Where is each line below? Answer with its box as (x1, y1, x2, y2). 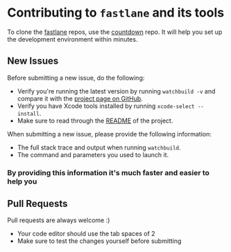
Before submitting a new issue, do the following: (7, 73, 145, 82)
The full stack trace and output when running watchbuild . (17, 143, 182, 152)
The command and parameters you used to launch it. (17, 150, 169, 159)
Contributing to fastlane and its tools (7, 5, 224, 21)
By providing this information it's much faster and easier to (7, 168, 210, 177)
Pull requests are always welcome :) (7, 216, 110, 224)
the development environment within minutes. (7, 35, 138, 43)
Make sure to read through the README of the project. (17, 116, 173, 125)
